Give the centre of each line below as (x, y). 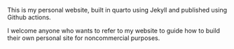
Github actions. (29, 17)
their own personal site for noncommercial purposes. (84, 38)
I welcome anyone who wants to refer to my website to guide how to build (114, 31)
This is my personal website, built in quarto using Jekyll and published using (117, 10)
